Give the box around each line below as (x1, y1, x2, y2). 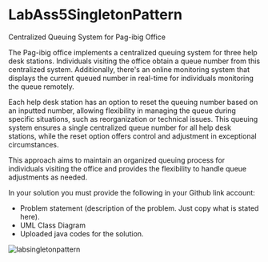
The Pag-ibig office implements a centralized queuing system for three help (8, 47, 258, 57)
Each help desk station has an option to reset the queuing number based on (8, 97, 258, 107)
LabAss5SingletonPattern (8, 6, 182, 24)
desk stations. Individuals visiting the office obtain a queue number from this (8, 56, 261, 66)
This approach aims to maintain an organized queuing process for (8, 155, 226, 165)
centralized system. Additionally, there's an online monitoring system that (8, 64, 250, 74)
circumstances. (8, 139, 59, 149)
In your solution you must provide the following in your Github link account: (8, 187, 256, 197)
